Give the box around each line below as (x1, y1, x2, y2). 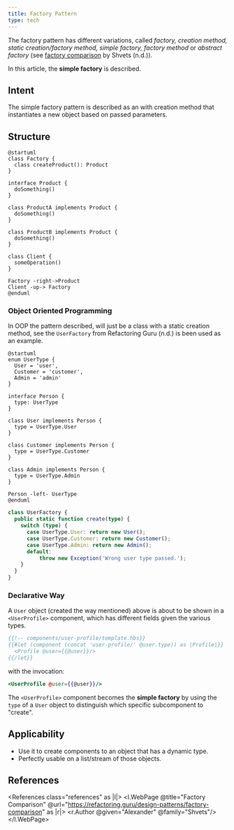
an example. (8, 337, 43, 345)
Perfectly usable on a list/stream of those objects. (17, 754, 161, 762)
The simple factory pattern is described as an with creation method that (8, 103, 214, 112)
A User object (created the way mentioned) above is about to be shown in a (8, 606, 224, 615)
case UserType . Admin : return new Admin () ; (26, 541, 152, 548)
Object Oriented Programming (8, 306, 112, 316)
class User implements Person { (8, 417, 102, 425)
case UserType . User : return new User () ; (26, 529, 146, 536)
